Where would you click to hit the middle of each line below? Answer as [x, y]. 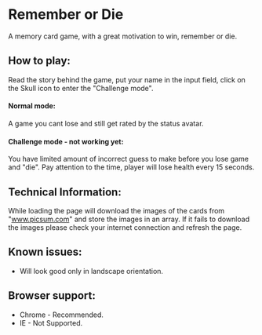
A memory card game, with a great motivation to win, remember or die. [123, 36]
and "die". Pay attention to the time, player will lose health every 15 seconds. [131, 167]
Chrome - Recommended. [62, 315]
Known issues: [45, 252]
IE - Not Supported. [51, 322]
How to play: [39, 61]
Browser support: [52, 296]
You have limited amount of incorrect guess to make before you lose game [129, 159]
